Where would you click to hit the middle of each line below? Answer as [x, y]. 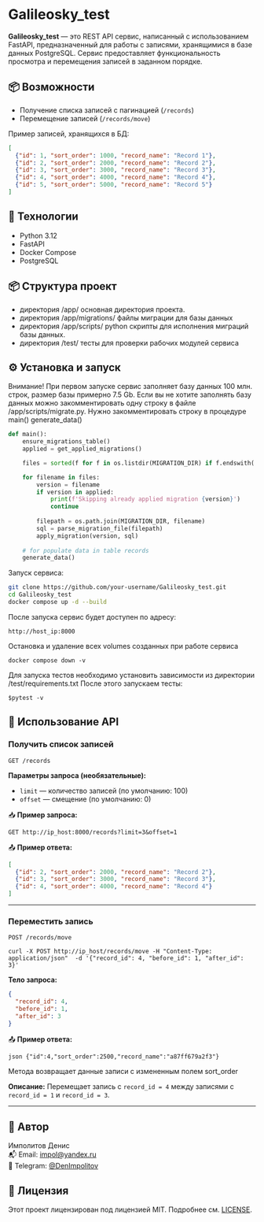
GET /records [29, 761]
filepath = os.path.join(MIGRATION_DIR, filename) [121, 521]
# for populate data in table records [86, 550]
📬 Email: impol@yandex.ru [52, 1154]
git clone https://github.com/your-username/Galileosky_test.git [117, 587]
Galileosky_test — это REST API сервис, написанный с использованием [128, 36]
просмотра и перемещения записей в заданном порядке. [105, 61]
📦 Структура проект [63, 286]
